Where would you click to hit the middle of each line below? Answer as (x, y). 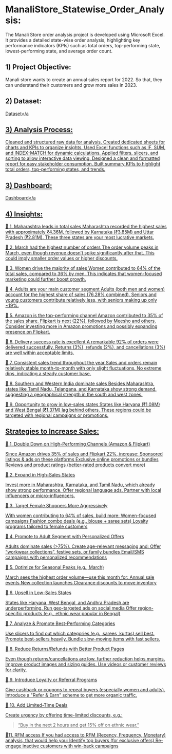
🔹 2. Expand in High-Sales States (40, 474)
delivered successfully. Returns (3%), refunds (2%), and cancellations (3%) (85, 347)
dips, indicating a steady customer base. (48, 373)
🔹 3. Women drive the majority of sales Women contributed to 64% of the (83, 268)
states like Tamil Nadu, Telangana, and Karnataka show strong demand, (81, 389)
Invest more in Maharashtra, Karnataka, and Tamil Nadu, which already (80, 485)
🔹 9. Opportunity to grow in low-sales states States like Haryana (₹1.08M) (83, 404)
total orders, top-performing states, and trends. (55, 169)
